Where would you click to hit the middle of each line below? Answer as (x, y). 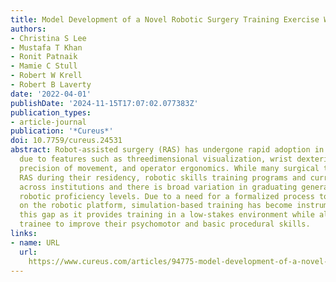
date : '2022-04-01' (51, 94)
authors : (28, 29)
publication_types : (51, 112)
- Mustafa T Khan (46, 47)
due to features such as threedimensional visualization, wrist (156, 159)
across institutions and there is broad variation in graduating (158, 187)
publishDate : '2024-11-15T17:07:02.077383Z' (104, 103)
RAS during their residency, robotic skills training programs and (163, 177)
